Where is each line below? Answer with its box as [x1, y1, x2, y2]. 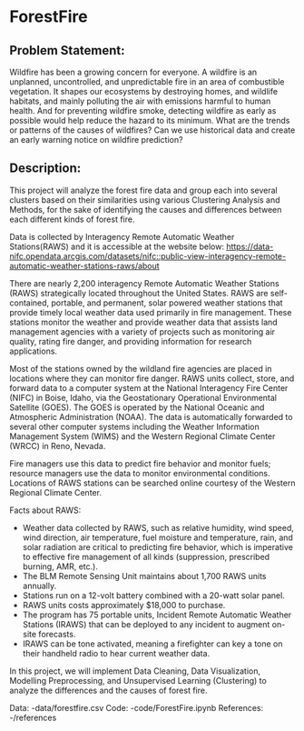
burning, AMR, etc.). [22, 561, 98, 572]
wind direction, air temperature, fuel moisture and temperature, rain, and [22, 532, 293, 543]
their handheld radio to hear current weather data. [22, 647, 211, 658]
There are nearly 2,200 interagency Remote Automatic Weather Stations [9, 277, 279, 288]
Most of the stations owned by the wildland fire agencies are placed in [9, 363, 272, 374]
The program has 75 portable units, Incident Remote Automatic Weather [22, 609, 292, 620]
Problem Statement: [9, 43, 125, 58]
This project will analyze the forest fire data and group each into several [9, 185, 279, 195]
